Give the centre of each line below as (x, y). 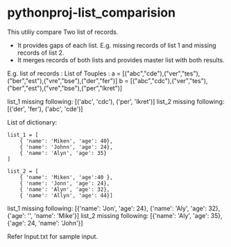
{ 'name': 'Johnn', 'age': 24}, (66, 147)
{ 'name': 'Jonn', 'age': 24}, (65, 183)
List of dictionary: (32, 122)
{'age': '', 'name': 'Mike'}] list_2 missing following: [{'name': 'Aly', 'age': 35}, (115, 215)
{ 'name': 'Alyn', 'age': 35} (63, 153)
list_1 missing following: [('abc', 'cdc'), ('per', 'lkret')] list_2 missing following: (116, 101)
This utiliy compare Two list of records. (63, 32)
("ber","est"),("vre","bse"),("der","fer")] (62, 80)
